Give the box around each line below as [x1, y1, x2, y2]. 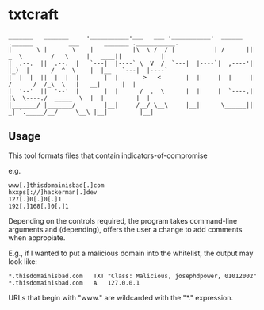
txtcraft [8, 6, 59, 24]
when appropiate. [8, 232, 66, 243]
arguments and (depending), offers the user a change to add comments [8, 224, 243, 234]
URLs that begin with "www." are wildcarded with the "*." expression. [8, 293, 234, 302]
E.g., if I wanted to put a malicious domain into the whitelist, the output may [8, 248, 254, 258]
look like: [8, 256, 38, 266]
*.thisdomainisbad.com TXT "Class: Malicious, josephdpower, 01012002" [8, 272, 258, 280]
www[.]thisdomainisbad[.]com [8, 181, 105, 189]
